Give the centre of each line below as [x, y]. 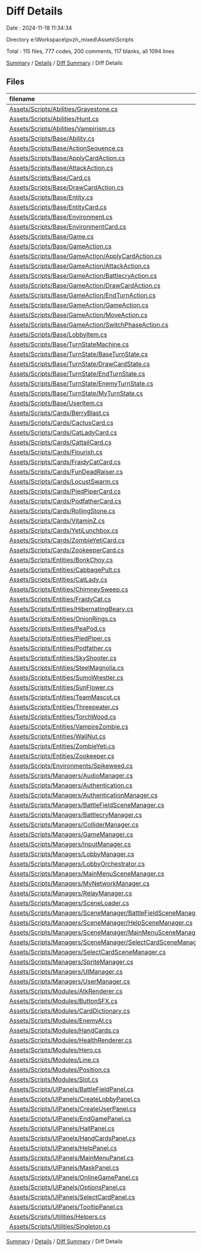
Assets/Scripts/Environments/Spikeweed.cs [71, 765]
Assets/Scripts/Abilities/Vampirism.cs [62, 128]
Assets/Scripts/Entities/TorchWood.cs [63, 717]
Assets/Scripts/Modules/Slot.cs [54, 1079]
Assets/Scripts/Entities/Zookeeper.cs [62, 756]
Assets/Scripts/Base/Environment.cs [61, 217]
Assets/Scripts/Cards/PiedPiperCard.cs [65, 491]
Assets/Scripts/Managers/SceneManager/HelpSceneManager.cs [101, 922]
